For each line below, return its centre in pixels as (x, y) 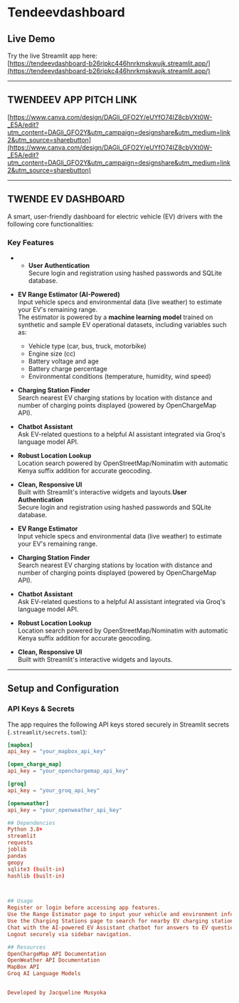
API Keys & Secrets (41, 709)
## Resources (27, 947)
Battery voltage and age (64, 361)
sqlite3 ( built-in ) (36, 869)
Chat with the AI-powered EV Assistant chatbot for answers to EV (108, 927)
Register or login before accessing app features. (84, 908)
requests (20, 843)
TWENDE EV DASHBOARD (66, 199)
